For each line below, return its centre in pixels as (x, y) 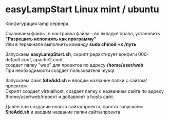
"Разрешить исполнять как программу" (51, 39)
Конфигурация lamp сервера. (37, 23)
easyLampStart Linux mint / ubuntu (82, 9)
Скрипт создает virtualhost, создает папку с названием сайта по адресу (85, 91)
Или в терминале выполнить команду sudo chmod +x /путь (71, 44)
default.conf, (19, 59)
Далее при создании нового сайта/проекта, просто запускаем (74, 106)
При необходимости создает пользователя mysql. (60, 70)
